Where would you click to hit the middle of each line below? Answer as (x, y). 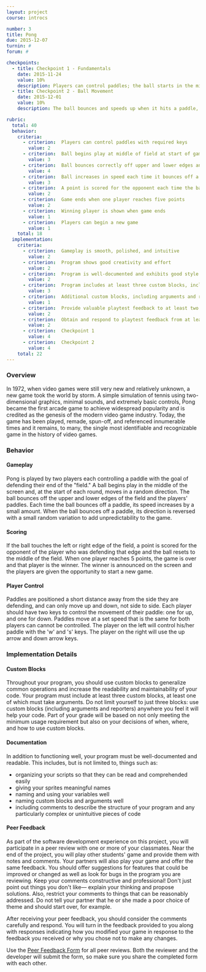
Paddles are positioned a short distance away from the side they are (93, 599)
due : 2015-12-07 (27, 41)
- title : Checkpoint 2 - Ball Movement (63, 92)
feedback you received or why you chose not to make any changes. (92, 938)
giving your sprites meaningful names (63, 788)
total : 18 (30, 234)
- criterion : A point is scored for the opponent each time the (108, 188)
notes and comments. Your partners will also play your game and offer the (100, 861)
